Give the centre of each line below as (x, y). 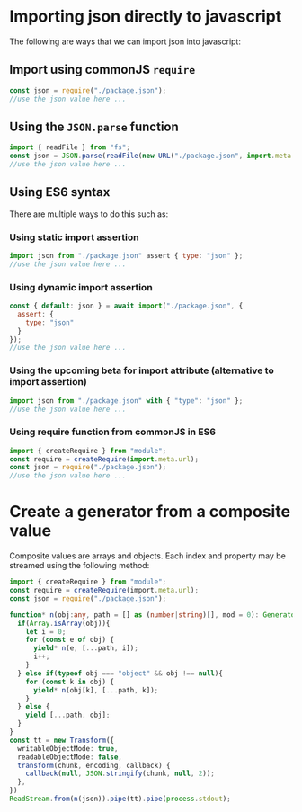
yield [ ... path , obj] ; (68, 715)
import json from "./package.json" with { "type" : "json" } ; (126, 401)
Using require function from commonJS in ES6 (113, 432)
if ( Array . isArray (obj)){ (64, 623)
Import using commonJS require (102, 70)
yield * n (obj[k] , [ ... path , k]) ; (96, 690)
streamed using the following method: (80, 566)
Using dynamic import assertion (81, 287)
